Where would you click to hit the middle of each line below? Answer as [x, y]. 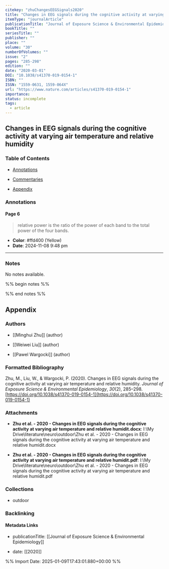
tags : [11, 104]
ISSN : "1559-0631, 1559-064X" [37, 85]
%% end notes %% [26, 294]
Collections [20, 490]
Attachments [21, 413]
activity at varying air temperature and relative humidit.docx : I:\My [83, 429]
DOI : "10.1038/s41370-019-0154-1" [41, 75]
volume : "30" [19, 47]
